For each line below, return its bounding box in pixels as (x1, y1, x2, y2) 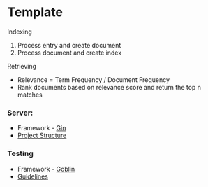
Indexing (7, 27, 33, 36)
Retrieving (7, 62, 37, 70)
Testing (7, 148, 34, 158)
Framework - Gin (17, 124, 66, 132)
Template (7, 4, 63, 20)
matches (17, 90, 43, 99)
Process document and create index (17, 48, 122, 57)
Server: (7, 108, 34, 118)
